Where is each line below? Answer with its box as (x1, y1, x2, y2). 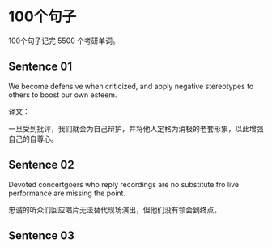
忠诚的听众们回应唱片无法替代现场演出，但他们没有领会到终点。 (8, 204, 221, 215)
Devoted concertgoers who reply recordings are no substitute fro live (8, 179, 240, 189)
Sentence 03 (8, 229, 74, 242)
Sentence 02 (8, 158, 74, 172)
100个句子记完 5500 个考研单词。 (8, 36, 120, 45)
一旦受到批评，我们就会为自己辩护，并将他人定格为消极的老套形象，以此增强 (8, 123, 264, 134)
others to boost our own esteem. (8, 90, 117, 100)
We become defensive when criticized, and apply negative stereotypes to (8, 81, 254, 91)
